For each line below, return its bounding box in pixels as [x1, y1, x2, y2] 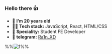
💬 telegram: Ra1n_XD [12, 34, 56, 40]
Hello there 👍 [5, 4, 39, 11]
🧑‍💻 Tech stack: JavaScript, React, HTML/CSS [12, 23, 107, 29]
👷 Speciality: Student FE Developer [12, 28, 86, 34]
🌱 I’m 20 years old [12, 18, 51, 24]
